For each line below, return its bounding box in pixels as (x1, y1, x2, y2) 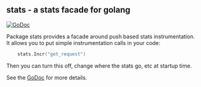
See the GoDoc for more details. (6, 74, 87, 81)
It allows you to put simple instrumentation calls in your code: (6, 39, 161, 46)
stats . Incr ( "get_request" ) (17, 51, 86, 57)
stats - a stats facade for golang (6, 5, 131, 15)
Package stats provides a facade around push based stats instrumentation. (6, 33, 196, 40)
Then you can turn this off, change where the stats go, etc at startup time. (6, 62, 192, 69)
